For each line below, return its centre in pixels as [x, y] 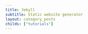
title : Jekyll [20, 10]
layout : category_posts [31, 19]
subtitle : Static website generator [44, 14]
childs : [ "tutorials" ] [29, 24]
